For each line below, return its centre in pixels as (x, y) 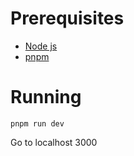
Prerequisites (67, 18)
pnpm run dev (37, 123)
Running (46, 97)
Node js (41, 46)
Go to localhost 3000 (54, 142)
